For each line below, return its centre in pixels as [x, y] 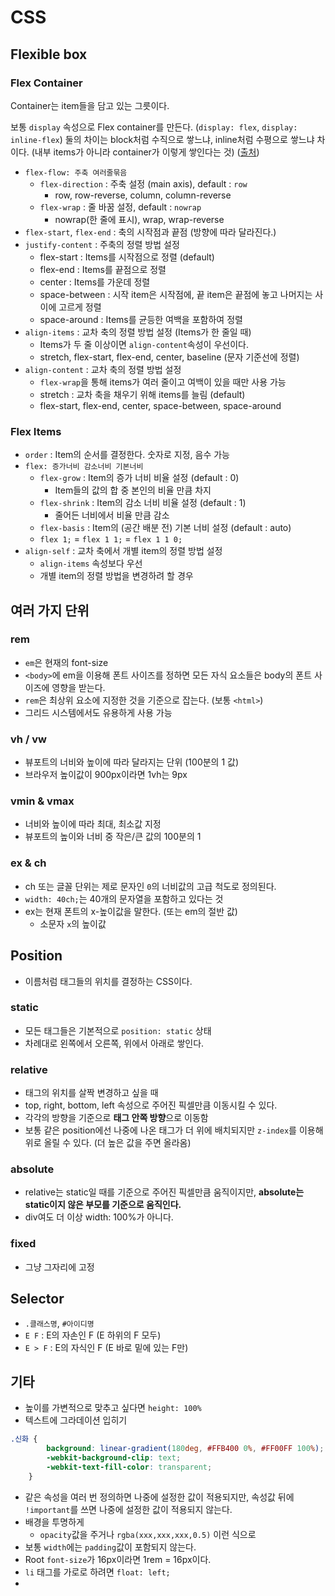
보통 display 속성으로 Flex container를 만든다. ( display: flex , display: [154, 127]
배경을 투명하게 [54, 1522]
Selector [37, 1299]
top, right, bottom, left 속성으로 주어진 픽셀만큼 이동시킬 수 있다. [151, 1105]
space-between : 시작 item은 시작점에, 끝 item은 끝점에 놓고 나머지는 [176, 294]
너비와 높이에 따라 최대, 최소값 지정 [93, 824]
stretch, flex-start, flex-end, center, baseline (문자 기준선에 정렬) [169, 357]
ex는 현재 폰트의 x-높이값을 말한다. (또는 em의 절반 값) [131, 911]
